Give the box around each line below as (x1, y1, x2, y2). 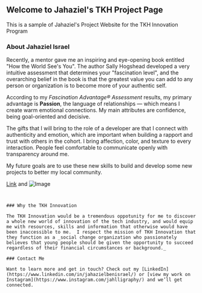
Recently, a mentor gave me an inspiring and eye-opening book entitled (6, 56, 184, 64)
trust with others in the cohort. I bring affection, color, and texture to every (6, 137, 192, 145)
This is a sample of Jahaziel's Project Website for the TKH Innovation (6, 21, 178, 28)
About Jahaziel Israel (6, 42, 70, 51)
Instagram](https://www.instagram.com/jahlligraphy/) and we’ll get (6, 277, 183, 283)
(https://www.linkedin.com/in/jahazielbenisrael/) (6, 272, 137, 278)
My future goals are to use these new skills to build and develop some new (6, 162, 192, 170)
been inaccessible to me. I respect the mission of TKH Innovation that (6, 229, 197, 235)
